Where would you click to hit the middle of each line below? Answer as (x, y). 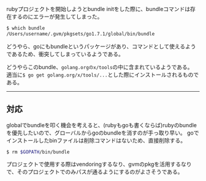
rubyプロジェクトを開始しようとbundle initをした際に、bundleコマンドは (98, 9)
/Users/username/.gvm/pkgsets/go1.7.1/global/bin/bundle (81, 34)
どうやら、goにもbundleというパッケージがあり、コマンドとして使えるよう (101, 46)
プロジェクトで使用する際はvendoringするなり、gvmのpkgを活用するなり (99, 164)
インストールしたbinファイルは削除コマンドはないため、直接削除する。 (96, 140)
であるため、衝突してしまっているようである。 (65, 54)
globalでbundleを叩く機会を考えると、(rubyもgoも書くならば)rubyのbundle (102, 125)
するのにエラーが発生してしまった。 (57, 17)
